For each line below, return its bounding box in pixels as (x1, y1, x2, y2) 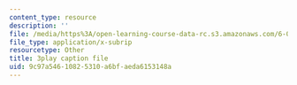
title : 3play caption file (9, 54, 109, 63)
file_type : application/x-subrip (9, 37, 133, 47)
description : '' (9, 21, 69, 30)
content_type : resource (9, 12, 97, 22)
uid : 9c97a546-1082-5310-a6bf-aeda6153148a (9, 63, 172, 72)
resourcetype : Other (9, 46, 86, 55)
